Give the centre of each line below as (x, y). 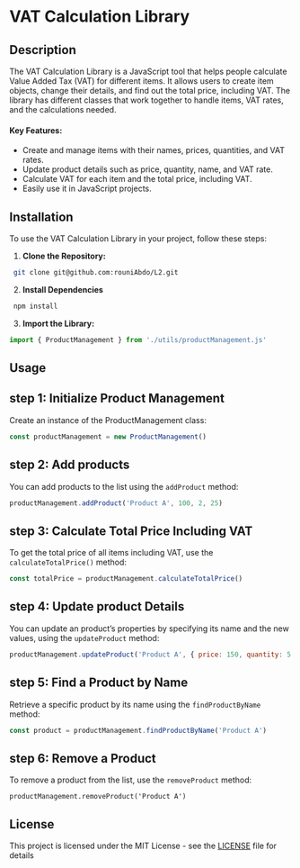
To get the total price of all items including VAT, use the (111, 553)
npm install (35, 306)
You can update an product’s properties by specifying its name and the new (149, 628)
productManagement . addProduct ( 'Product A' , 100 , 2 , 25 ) (116, 503)
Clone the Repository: (64, 256)
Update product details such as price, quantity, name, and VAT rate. (148, 169)
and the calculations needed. (63, 109)
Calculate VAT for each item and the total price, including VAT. (137, 179)
